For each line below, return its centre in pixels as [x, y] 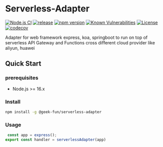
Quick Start [23, 64]
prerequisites [22, 78]
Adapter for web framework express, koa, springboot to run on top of [76, 37]
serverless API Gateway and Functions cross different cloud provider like [80, 42]
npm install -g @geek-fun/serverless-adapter [53, 112]
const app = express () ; [32, 135]
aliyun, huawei [20, 48]
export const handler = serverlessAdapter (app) [56, 140]
